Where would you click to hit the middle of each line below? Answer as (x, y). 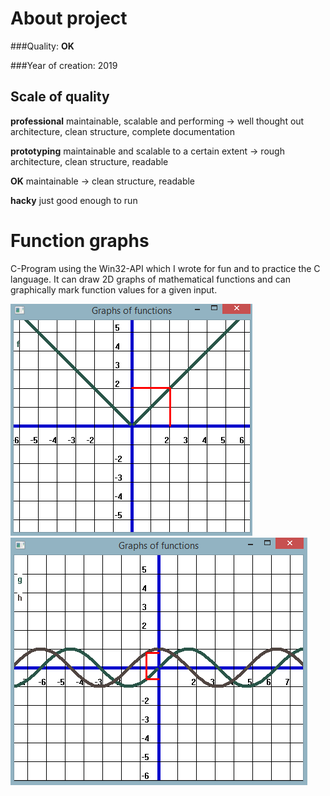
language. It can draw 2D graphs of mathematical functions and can (150, 279)
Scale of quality (60, 97)
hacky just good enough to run (74, 200)
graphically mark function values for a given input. (114, 289)
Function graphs (80, 240)
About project (69, 18)
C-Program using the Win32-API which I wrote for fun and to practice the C (165, 268)
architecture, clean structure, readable (89, 161)
